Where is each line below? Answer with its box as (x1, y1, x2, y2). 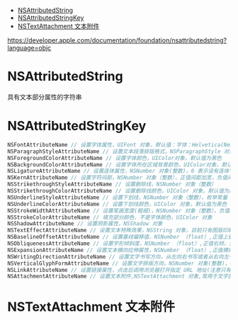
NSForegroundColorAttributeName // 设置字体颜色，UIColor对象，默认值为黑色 (7, 154, 222, 161)
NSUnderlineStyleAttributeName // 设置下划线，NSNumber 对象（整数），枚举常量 (7, 194, 228, 201)
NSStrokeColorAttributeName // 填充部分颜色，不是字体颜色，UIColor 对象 (7, 214, 212, 221)
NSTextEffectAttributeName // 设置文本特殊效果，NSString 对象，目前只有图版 (7, 227, 223, 234)
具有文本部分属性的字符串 (7, 92, 82, 101)
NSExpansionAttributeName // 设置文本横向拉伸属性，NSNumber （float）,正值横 (7, 246, 229, 253)
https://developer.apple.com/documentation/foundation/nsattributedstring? (7, 36, 227, 45)
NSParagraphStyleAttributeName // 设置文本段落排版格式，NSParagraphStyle (7, 148, 221, 155)
